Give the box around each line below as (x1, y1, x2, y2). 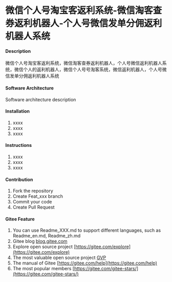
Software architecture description (5, 96, 76, 103)
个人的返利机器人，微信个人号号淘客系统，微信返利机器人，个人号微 (23, 66, 167, 72)
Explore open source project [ (12, 243, 76, 250)
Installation (5, 108, 30, 115)
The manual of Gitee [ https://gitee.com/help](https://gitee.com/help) (12, 260, 158, 266)
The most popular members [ (12, 266, 75, 272)
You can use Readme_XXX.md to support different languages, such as (12, 227, 161, 234)
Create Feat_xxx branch (12, 193, 63, 199)
